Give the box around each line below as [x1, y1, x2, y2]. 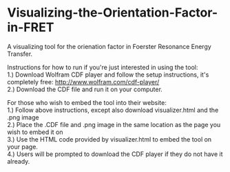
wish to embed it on [7, 128, 63, 136]
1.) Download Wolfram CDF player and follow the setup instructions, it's [7, 70, 209, 79]
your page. [7, 142, 38, 151]
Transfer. [7, 50, 33, 58]
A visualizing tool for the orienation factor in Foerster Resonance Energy [7, 42, 211, 50]
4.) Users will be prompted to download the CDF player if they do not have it [7, 150, 223, 158]
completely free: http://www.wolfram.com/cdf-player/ [7, 77, 160, 86]
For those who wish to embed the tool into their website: [7, 98, 167, 106]
